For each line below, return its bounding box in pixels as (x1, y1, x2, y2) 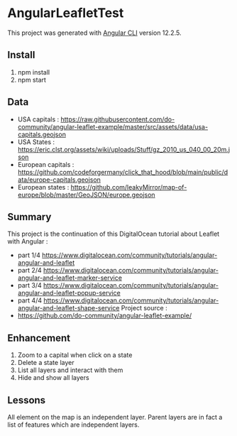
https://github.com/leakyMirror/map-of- (70, 182, 187, 191)
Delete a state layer (17, 359, 75, 367)
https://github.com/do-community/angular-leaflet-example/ (17, 311, 192, 320)
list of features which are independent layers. (7, 420, 140, 429)
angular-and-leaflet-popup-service (17, 289, 121, 298)
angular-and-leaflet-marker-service (17, 273, 123, 282)
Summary (7, 211, 52, 223)
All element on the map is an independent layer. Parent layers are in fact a (7, 413, 223, 421)
